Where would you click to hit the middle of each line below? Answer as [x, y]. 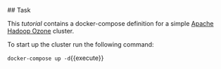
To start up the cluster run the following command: [81, 44]
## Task [19, 10]
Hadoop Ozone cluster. [41, 31]
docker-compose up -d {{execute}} [56, 58]
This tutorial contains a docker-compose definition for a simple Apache [110, 23]
